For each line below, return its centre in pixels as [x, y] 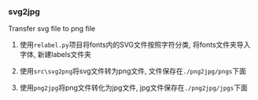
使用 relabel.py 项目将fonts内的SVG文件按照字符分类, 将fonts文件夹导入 [135, 45]
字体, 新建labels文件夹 [55, 55]
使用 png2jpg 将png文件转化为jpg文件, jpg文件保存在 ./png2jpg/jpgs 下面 [133, 87]
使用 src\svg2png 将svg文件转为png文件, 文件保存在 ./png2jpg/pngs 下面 [133, 71]
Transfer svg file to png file [52, 29]
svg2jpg [24, 12]
